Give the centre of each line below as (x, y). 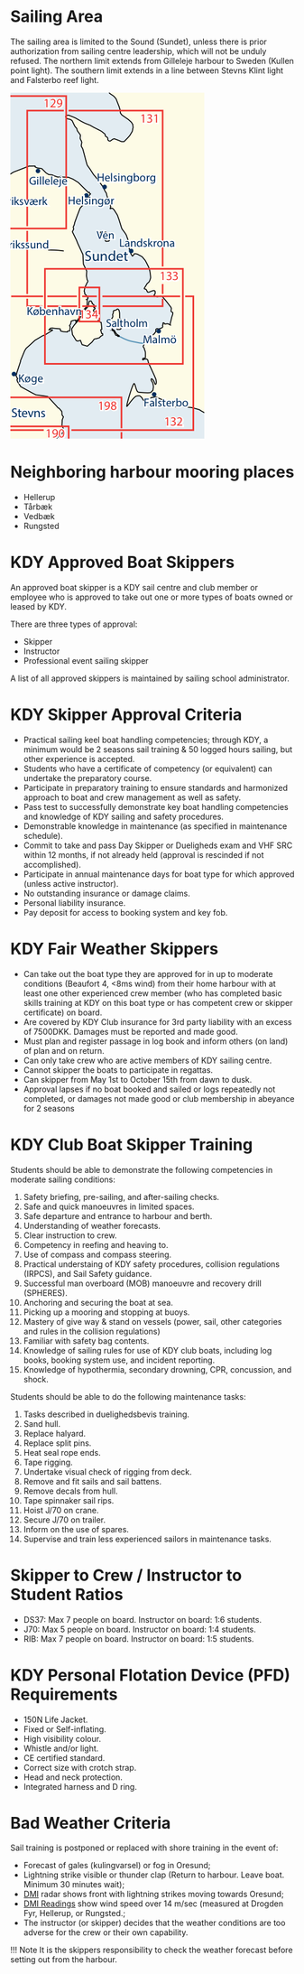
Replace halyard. (55, 1433)
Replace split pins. (57, 1443)
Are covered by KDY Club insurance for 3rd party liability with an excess (157, 1021)
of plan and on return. (64, 1050)
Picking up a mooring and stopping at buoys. (106, 1312)
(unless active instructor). (71, 883)
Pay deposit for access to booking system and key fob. (125, 912)
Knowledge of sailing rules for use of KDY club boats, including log (147, 1350)
